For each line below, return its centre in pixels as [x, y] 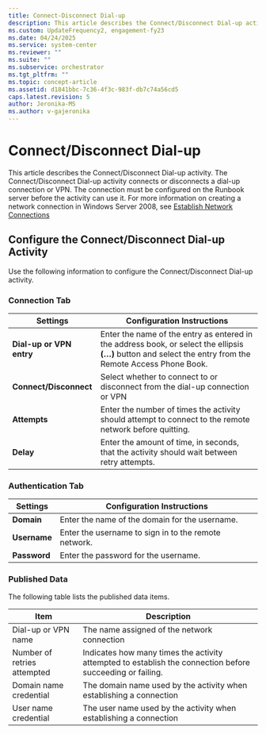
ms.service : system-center [53, 45]
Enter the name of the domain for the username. [149, 520]
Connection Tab [40, 300]
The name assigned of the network [148, 629]
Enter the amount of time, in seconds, [170, 443]
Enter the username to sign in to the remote [140, 532]
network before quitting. [145, 429]
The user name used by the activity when [160, 708]
